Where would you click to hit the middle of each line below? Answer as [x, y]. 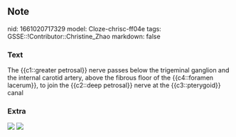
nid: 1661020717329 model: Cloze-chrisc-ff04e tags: [84, 28]
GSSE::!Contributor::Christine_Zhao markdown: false [84, 36]
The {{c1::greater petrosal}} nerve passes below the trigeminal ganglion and [118, 70]
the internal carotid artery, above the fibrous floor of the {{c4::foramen [111, 78]
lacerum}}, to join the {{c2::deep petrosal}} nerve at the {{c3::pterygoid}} [114, 85]
